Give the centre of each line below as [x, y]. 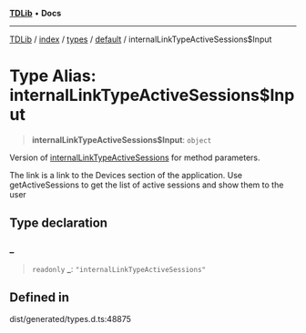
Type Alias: [53, 76]
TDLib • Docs [36, 13]
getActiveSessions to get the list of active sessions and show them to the [147, 185]
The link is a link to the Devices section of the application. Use [126, 175]
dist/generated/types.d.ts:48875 [71, 319]
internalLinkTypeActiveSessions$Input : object [122, 139]
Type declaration [58, 223]
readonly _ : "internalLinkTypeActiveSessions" [119, 268]
